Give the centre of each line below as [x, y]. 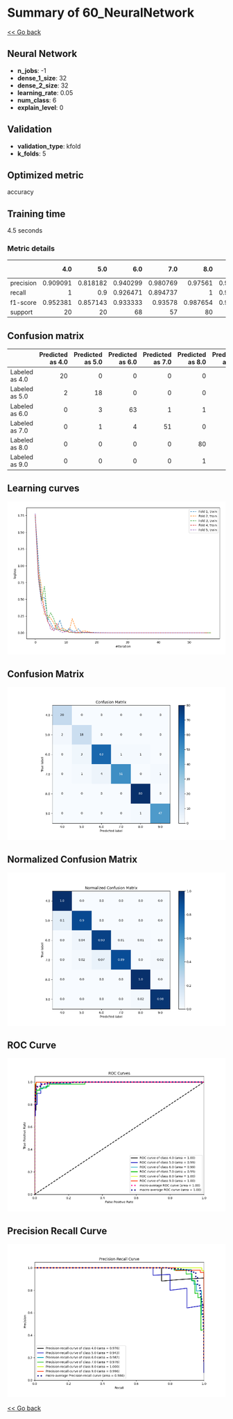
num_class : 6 [37, 100]
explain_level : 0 [40, 107]
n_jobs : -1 [32, 70]
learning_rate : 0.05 [45, 92]
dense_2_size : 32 [43, 85]
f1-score [23, 302]
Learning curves [43, 489]
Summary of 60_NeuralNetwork [101, 13]
